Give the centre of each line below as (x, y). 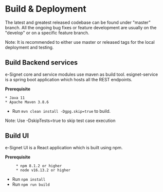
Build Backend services (41, 62)
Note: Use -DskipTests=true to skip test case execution (60, 121)
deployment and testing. (29, 47)
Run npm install (29, 179)
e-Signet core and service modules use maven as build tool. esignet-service (81, 74)
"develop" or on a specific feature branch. (47, 33)
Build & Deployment (46, 9)
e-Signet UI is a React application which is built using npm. (64, 147)
